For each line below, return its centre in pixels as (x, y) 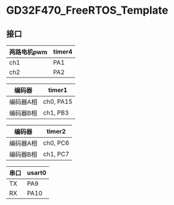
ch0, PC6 (56, 143)
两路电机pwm (28, 52)
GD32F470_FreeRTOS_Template (87, 10)
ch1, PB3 (56, 113)
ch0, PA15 (58, 102)
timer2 (56, 131)
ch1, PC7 (56, 154)
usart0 (37, 173)
